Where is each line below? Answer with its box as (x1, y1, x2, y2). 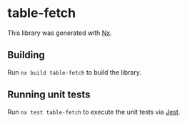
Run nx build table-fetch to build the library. (7, 68, 141, 76)
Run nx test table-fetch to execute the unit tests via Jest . (7, 107, 181, 116)
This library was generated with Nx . (7, 28, 112, 37)
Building (7, 49, 45, 61)
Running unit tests (7, 89, 91, 101)
